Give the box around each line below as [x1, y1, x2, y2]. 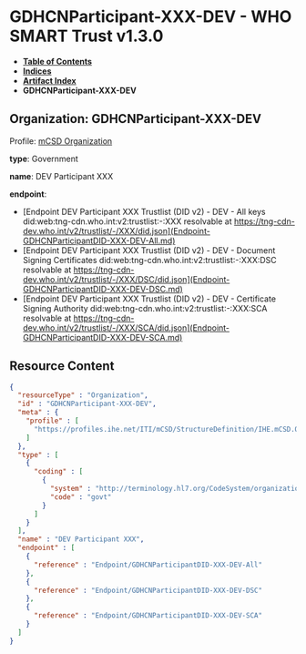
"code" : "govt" [49, 492, 112, 502]
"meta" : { [17, 408, 59, 417]
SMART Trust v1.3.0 [9, 26, 164, 46]
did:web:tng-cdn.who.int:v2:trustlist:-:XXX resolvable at [22, 216, 232, 227]
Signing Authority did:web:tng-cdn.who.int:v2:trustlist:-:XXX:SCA [22, 302, 268, 313]
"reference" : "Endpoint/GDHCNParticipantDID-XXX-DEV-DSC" [33, 586, 262, 595]
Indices [22, 66, 52, 77]
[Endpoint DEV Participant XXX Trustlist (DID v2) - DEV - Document [22, 244, 276, 256]
